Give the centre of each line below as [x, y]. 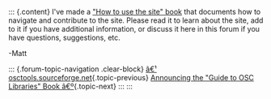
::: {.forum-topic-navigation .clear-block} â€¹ [83, 69]
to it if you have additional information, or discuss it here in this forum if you [134, 29]
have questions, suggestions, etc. [65, 37]
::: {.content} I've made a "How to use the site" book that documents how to [135, 12]
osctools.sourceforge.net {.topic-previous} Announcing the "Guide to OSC [131, 77]
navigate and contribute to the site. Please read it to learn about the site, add [136, 20]
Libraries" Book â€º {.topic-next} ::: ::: [71, 86]
